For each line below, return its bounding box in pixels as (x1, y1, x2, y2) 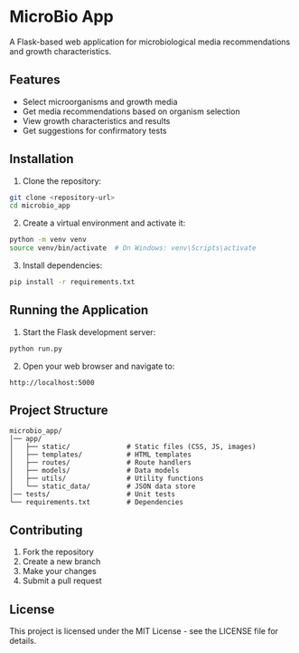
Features (9, 72, 61, 88)
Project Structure (9, 403, 108, 418)
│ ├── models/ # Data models (9, 466, 180, 475)
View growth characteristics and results (22, 115, 171, 126)
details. (9, 636, 37, 647)
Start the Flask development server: (22, 326, 156, 337)
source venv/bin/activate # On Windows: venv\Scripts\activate (9, 244, 257, 253)
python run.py (9, 344, 63, 353)
